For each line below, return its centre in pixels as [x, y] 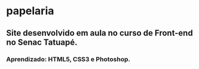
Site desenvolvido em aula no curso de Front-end [99, 33]
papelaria [30, 11]
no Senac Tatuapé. [42, 42]
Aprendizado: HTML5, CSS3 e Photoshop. [68, 59]
